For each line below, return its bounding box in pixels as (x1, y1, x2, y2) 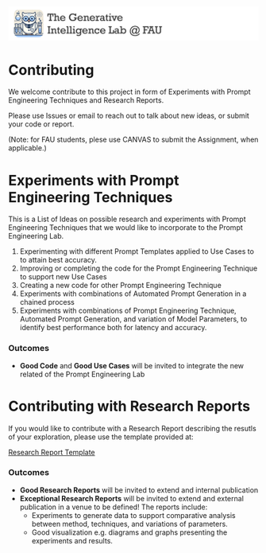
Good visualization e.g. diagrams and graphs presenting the (31, 528, 228, 537)
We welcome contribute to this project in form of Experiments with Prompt (8, 87, 252, 97)
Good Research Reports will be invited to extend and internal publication (19, 485, 259, 495)
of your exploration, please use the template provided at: (8, 432, 194, 442)
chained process (19, 298, 75, 307)
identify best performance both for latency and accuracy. (19, 323, 207, 333)
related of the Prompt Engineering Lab (19, 369, 145, 379)
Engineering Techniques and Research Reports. (8, 95, 164, 105)
